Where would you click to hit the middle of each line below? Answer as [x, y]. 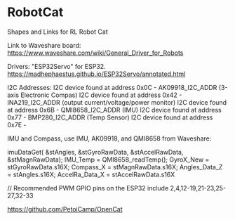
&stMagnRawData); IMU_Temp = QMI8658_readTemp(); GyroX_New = [108, 160]
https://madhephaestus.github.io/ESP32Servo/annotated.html [96, 74]
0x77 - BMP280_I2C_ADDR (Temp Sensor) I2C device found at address [110, 117]
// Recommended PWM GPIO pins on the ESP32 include [88, 188]
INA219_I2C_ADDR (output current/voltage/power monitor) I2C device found [117, 102]
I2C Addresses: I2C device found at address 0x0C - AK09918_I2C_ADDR [112, 87]
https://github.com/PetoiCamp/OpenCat [65, 209]
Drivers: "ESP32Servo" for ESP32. [57, 66]
